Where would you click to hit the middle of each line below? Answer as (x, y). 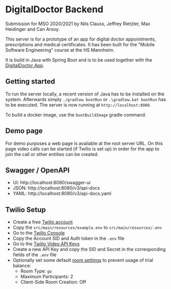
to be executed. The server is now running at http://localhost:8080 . (78, 105)
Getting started (30, 81)
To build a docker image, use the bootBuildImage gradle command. (76, 114)
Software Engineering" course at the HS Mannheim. (60, 50)
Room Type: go (36, 271)
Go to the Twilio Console (39, 233)
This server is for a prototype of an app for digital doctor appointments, (81, 39)
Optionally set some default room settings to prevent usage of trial (83, 260)
